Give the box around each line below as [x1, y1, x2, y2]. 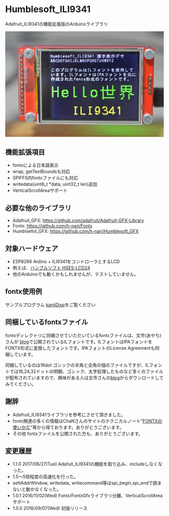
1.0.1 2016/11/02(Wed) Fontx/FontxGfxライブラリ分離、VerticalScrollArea [12, 493, 163, 499]
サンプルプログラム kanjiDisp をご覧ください [5, 302, 96, 308]
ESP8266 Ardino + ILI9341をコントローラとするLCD [12, 259, 120, 265]
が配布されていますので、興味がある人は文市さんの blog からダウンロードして [5, 374, 164, 381]
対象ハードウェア [5, 244, 58, 253]
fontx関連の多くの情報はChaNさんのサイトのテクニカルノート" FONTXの [12, 418, 162, 424]
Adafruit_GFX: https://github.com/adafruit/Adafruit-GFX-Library [12, 217, 144, 223]
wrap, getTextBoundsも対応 [12, 168, 70, 175]
